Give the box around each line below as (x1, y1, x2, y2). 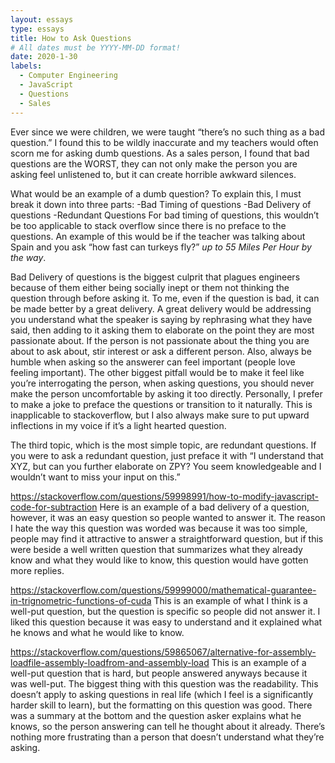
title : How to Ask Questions (10, 33, 132, 43)
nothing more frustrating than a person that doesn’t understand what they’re (10, 731, 325, 743)
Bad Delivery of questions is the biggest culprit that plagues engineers (10, 271, 301, 283)
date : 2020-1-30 (10, 52, 78, 62)
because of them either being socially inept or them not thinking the (10, 281, 290, 293)
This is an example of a (211, 656, 307, 668)
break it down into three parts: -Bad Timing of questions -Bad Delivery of (10, 198, 312, 210)
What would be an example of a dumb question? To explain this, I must (10, 187, 302, 200)
